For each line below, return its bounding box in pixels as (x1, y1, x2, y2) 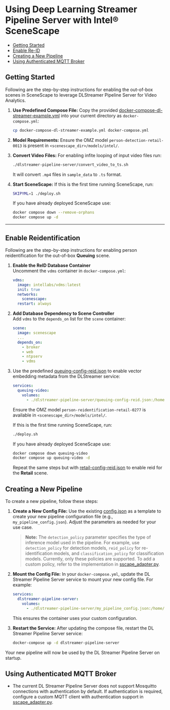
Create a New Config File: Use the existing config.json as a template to (12, 508, 161, 514)
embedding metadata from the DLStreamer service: (12, 373, 120, 379)
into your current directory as (60, 112, 122, 119)
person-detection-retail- (109, 138, 164, 143)
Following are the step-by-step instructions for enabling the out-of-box (5, 86, 153, 93)
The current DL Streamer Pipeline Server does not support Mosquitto (12, 683, 157, 689)
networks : (17, 291, 38, 297)
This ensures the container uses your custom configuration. (12, 615, 138, 621)
